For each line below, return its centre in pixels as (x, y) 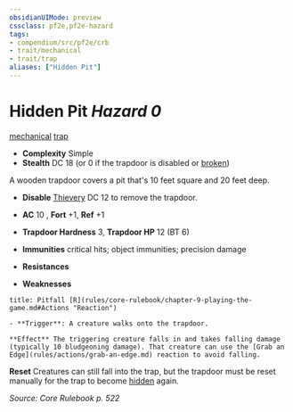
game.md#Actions (39, 308)
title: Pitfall (37, 300)
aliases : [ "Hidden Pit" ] (55, 68)
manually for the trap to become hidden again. (94, 381)
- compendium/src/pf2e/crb (59, 42)
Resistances (45, 266)
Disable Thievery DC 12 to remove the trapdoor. (110, 197)
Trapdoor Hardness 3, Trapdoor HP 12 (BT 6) (106, 232)
